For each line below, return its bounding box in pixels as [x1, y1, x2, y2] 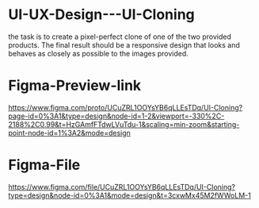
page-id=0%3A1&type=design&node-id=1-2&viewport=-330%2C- [8, 111, 225, 121]
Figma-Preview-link [8, 77, 142, 94]
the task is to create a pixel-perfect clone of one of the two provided [8, 32, 231, 41]
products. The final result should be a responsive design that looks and [8, 40, 240, 49]
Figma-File [8, 156, 81, 174]
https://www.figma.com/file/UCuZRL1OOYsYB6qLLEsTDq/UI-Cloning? [8, 182, 236, 191]
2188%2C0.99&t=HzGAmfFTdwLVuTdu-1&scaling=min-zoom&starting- [8, 119, 240, 129]
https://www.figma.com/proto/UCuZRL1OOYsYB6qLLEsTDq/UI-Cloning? [8, 102, 243, 112]
